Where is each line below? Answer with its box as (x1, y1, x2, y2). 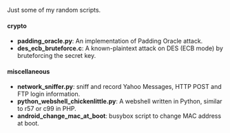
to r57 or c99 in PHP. (17, 105, 77, 113)
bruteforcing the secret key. (17, 52, 96, 60)
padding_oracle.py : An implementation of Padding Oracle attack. (17, 37, 203, 45)
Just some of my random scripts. (7, 6, 101, 14)
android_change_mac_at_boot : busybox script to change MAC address (17, 112, 222, 120)
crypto (7, 21, 27, 30)
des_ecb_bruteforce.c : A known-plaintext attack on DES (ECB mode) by (17, 44, 224, 52)
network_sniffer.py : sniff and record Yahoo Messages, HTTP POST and (17, 83, 222, 91)
